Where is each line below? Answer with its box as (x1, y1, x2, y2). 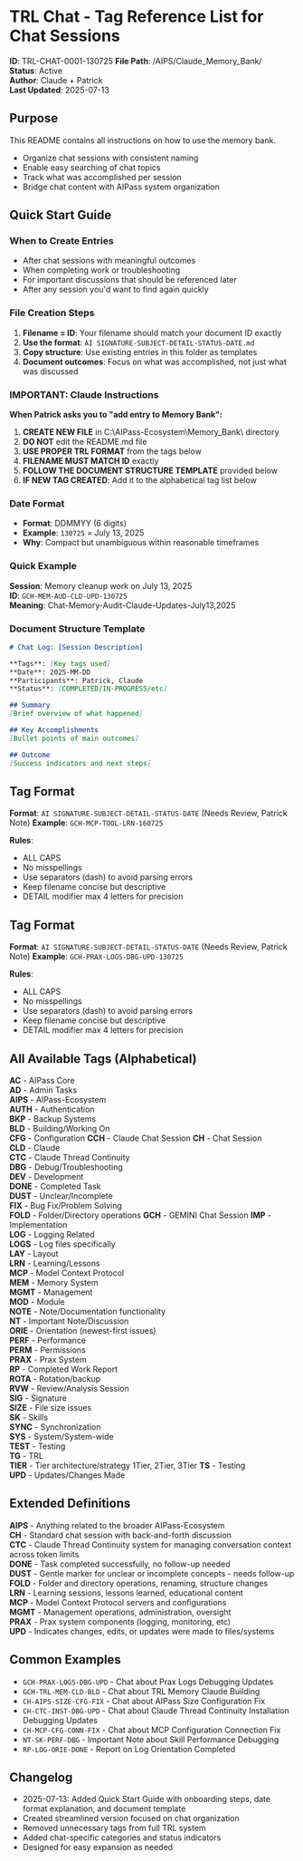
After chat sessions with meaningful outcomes (22, 256, 196, 266)
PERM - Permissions (9, 1344, 86, 1355)
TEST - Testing (9, 1441, 66, 1451)
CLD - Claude (9, 1142, 61, 1152)
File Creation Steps (9, 306, 95, 319)
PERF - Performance (9, 1335, 87, 1345)
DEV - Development (9, 1171, 84, 1181)
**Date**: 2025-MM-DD (9, 668, 91, 677)
